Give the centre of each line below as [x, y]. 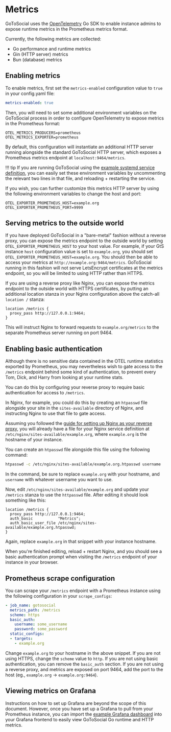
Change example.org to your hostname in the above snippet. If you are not [83, 653]
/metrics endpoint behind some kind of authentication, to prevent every [81, 372]
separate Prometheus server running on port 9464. [59, 333]
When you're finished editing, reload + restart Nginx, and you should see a [84, 551]
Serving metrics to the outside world [65, 223]
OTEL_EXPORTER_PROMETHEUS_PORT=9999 [44, 207]
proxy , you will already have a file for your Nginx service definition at [77, 429]
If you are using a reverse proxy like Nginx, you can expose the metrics [80, 283]
